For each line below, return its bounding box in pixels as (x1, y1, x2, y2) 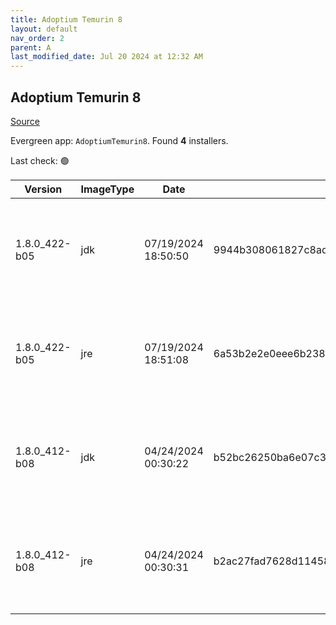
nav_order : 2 (10, 33, 65, 43)
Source (10, 115, 40, 127)
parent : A (10, 42, 52, 53)
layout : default (10, 24, 78, 34)
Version (24, 182, 63, 196)
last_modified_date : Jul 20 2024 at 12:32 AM (10, 52, 203, 62)
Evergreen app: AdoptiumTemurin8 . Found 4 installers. (10, 134, 229, 146)
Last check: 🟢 (10, 154, 70, 166)
